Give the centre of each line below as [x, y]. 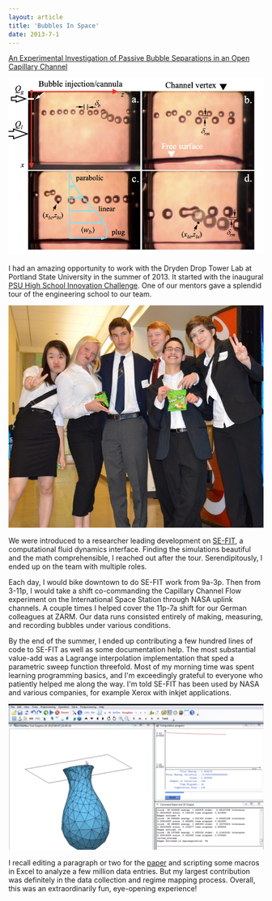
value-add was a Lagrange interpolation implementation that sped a [121, 658]
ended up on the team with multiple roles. [78, 566]
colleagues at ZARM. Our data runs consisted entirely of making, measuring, [136, 617]
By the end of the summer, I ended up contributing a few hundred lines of [131, 641]
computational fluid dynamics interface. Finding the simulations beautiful [130, 549]
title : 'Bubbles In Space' [54, 26]
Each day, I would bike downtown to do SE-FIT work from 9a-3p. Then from [135, 583]
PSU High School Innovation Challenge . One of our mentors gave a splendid [135, 286]
